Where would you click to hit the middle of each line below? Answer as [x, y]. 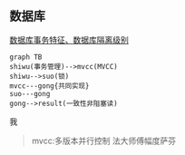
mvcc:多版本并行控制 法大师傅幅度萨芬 [104, 140]
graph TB [26, 57]
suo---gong [30, 93]
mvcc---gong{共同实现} [49, 86]
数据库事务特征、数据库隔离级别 [69, 40]
